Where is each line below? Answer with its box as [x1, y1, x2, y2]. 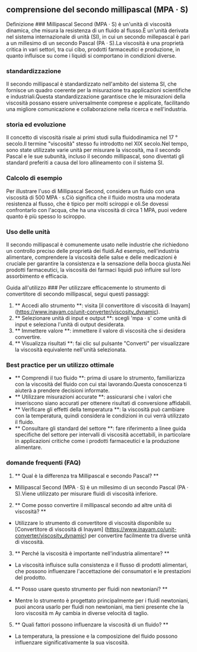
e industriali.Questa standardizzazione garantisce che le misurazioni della [6, 93, 186, 100]
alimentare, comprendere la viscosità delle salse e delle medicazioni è [6, 254, 177, 261]
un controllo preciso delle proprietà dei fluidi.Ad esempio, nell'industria [6, 248, 180, 254]
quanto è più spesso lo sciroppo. [6, 213, 86, 220]
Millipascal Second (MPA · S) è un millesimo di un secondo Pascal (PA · [14, 483, 189, 490]
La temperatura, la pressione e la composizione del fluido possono [14, 632, 178, 640]
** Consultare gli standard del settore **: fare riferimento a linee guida [14, 425, 186, 432]
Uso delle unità [6, 227, 50, 236]
